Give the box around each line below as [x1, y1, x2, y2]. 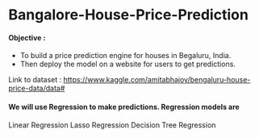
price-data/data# [8, 83, 65, 94]
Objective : [8, 32, 46, 42]
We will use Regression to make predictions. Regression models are [8, 102, 240, 111]
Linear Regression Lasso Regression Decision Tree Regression [8, 119, 216, 130]
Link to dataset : [8, 75, 62, 85]
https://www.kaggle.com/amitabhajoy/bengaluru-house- [63, 75, 251, 85]
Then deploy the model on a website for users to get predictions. [19, 59, 236, 69]
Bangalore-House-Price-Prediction [8, 6, 249, 24]
